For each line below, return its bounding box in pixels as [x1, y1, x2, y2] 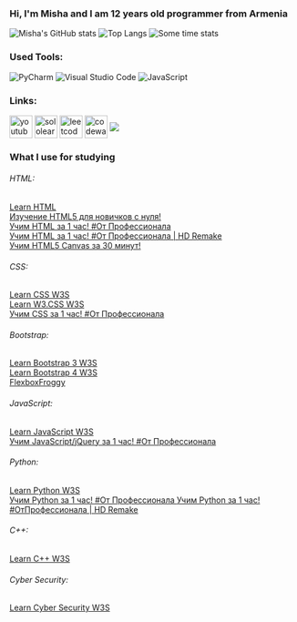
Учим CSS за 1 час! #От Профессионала [9, 309, 165, 320]
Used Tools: [9, 51, 64, 64]
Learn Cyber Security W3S [9, 602, 111, 613]
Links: [9, 94, 37, 107]
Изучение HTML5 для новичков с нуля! [9, 211, 162, 222]
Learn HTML [9, 201, 56, 212]
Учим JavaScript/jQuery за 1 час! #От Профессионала [9, 435, 217, 446]
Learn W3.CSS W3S [9, 299, 85, 310]
